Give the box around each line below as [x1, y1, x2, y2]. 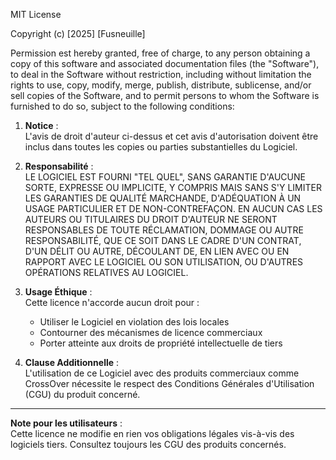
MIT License [10, 9, 62, 20]
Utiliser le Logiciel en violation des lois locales [39, 316, 230, 328]
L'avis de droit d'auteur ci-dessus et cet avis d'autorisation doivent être [24, 130, 319, 142]
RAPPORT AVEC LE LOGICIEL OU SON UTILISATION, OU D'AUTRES [24, 256, 304, 268]
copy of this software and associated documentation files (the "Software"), [10, 58, 320, 69]
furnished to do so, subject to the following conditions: [10, 100, 235, 112]
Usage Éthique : [24, 286, 93, 298]
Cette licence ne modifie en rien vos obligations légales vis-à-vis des [10, 428, 295, 439]
